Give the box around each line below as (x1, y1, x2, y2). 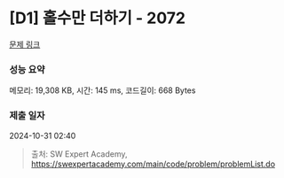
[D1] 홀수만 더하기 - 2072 (9, 8, 186, 28)
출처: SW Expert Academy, (30, 148, 128, 159)
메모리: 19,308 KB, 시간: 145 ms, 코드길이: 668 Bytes (9, 85, 196, 96)
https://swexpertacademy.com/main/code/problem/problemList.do (30, 159, 276, 169)
